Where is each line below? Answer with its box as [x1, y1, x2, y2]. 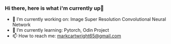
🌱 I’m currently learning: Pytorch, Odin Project [12, 27, 110, 33]
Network [12, 21, 31, 28]
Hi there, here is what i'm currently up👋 [5, 5, 104, 12]
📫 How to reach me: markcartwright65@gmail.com [12, 33, 121, 39]
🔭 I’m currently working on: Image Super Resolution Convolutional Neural [12, 16, 166, 23]
